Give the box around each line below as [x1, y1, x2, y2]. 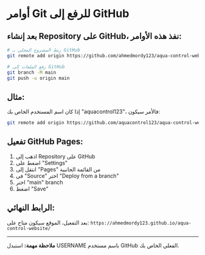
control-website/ [7, 225, 51, 231]
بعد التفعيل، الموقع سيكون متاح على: [7, 218, 89, 226]
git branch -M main [7, 69, 57, 75]
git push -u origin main [7, 75, 70, 81]
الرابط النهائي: [7, 203, 55, 213]
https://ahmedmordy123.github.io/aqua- [90, 220, 192, 226]
